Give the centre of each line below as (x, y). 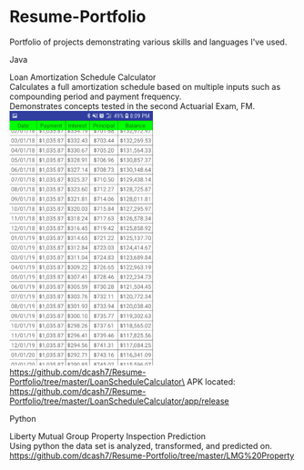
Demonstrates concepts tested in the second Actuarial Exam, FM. (132, 105)
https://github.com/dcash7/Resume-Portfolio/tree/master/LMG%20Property (152, 455)
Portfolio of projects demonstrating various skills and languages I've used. (148, 42)
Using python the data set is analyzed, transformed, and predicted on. (141, 445)
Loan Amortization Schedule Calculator (83, 77)
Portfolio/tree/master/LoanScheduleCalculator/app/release (119, 401)
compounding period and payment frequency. (96, 96)
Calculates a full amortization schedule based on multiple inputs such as (145, 86)
